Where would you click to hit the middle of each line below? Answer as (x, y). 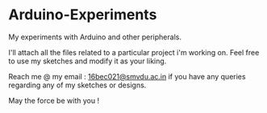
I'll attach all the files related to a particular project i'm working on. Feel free (134, 52)
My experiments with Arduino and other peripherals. (95, 37)
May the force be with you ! (54, 100)
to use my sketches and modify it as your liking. (88, 61)
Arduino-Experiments (83, 15)
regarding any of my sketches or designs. (77, 85)
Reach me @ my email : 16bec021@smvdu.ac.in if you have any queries (127, 76)
